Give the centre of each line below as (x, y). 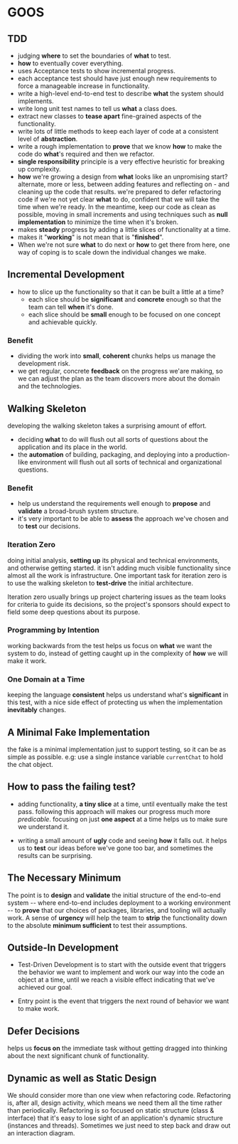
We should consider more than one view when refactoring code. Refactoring (119, 1095)
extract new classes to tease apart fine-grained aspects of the (109, 116)
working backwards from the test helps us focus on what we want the (110, 645)
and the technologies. (49, 386)
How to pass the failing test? (72, 787)
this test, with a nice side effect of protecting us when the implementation (115, 702)
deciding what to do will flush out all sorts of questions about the (113, 439)
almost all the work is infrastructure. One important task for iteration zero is (117, 575)
